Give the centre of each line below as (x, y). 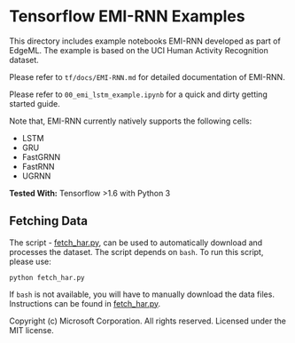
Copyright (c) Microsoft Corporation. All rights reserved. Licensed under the (147, 321)
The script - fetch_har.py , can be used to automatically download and (136, 243)
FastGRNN (41, 156)
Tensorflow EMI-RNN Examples (127, 16)
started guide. (35, 103)
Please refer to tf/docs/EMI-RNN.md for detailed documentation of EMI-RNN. (147, 76)
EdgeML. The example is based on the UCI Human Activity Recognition (139, 50)
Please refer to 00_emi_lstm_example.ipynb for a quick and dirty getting (138, 94)
